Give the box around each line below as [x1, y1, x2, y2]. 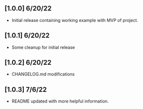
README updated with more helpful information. [11, 98, 109, 104]
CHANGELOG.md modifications [11, 71, 75, 77]
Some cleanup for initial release [11, 44, 75, 50]
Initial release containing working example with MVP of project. [11, 17, 138, 23]
